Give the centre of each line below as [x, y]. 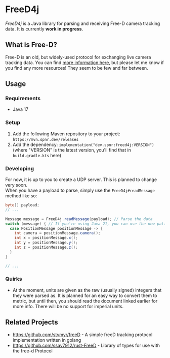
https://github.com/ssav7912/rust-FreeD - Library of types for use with [86, 345]
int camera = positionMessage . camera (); [57, 233]
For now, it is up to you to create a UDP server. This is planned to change [81, 180]
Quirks [14, 279]
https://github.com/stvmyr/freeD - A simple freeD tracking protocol [82, 335]
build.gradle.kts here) [37, 155]
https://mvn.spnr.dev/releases [46, 139]
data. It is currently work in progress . [44, 28]
